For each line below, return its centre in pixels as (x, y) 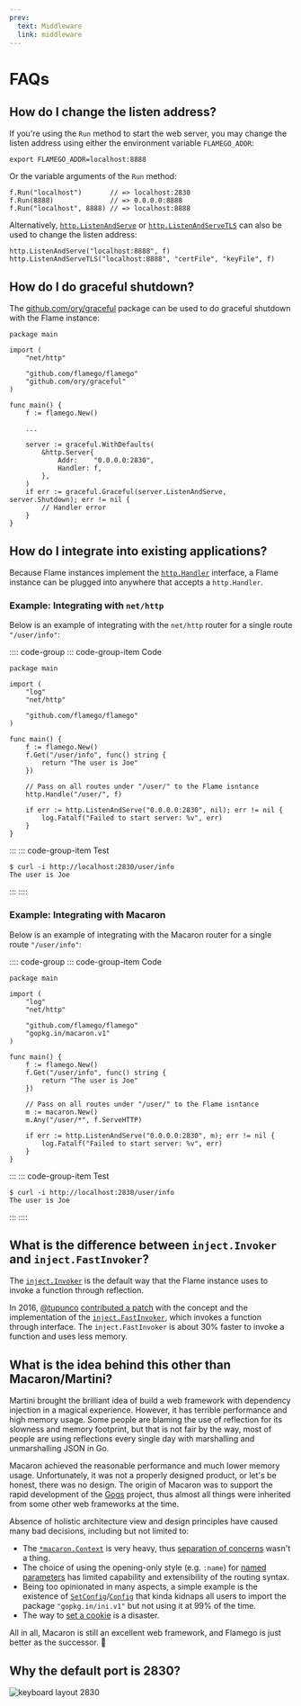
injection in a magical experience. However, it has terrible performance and (148, 1410)
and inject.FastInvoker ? (80, 1259)
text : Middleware (50, 26)
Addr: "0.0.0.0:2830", (106, 461)
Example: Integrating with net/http (87, 606)
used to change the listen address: (73, 235)
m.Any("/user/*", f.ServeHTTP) (84, 1120)
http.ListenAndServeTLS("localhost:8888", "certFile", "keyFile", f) (142, 259)
